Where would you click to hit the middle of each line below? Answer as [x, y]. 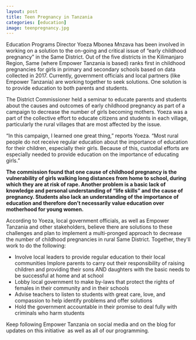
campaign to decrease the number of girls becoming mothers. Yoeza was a [97, 112]
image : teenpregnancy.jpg [37, 28]
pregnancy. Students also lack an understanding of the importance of [92, 197]
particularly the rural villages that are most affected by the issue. [84, 124]
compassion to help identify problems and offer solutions [83, 301]
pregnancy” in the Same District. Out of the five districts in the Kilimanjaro [95, 57]
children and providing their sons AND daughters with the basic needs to [102, 270]
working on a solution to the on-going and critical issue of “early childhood [96, 51]
